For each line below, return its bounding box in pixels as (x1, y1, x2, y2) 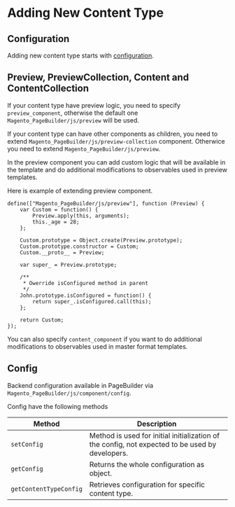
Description (136, 419, 177, 429)
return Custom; (20, 317, 64, 324)
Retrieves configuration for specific (89, 480, 205, 489)
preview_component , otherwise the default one (7, 109, 138, 117)
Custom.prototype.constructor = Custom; (20, 243, 139, 250)
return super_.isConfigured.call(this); (32, 298, 152, 305)
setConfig (10, 440, 43, 448)
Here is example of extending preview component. (7, 186, 153, 195)
